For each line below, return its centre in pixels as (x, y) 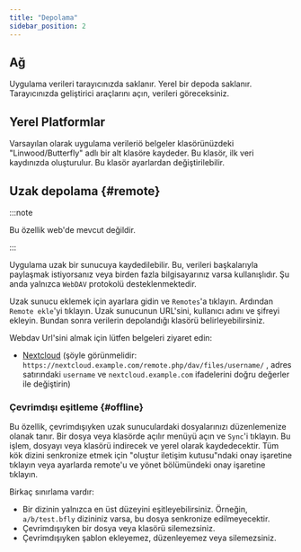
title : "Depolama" (44, 18)
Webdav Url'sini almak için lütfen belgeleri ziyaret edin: (111, 337)
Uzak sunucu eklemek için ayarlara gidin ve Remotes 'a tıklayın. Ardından (142, 301)
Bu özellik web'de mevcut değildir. (73, 229)
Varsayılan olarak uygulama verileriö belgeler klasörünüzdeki (122, 144)
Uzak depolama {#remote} (85, 191)
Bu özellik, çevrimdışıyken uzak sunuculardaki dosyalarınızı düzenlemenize (148, 427)
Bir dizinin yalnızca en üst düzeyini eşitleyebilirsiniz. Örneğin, (135, 510)
